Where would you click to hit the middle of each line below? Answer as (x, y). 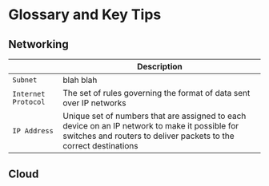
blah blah (80, 80)
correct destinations (100, 146)
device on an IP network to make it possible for (151, 126)
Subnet (25, 80)
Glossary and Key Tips (85, 15)
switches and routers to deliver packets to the (149, 136)
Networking (39, 44)
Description (160, 67)
